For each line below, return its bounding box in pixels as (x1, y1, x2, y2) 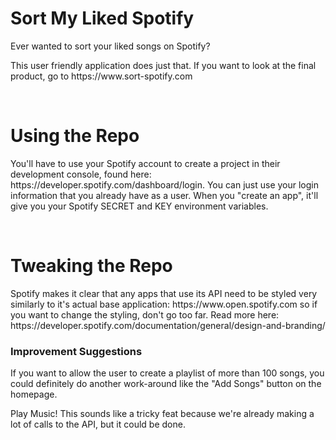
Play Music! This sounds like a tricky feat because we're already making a (10, 408, 315, 420)
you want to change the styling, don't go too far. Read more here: (10, 308, 280, 321)
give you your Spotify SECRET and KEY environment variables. (10, 200, 269, 212)
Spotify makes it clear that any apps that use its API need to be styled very (10, 287, 318, 299)
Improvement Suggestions (10, 344, 143, 358)
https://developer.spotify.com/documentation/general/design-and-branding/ (10, 319, 326, 331)
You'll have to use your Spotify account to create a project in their (10, 157, 281, 169)
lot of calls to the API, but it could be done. (10, 418, 186, 431)
